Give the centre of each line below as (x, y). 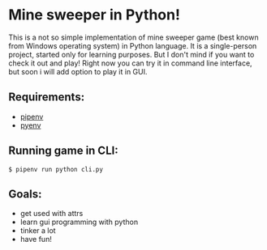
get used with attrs (52, 214)
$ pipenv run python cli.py (56, 169)
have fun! (36, 239)
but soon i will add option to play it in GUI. (78, 71)
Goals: (25, 194)
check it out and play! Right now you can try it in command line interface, (131, 63)
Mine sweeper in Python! (95, 15)
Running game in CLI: (64, 151)
